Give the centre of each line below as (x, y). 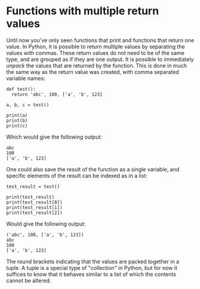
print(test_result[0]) (34, 202)
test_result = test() (33, 186)
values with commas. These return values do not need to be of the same (95, 53)
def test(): (21, 89)
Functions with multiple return (83, 11)
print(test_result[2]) (34, 213)
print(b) (17, 121)
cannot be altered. (29, 280)
